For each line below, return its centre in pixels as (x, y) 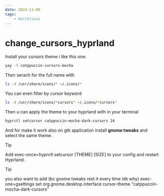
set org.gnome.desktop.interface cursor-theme (83, 184)
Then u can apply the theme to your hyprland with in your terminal (72, 112)
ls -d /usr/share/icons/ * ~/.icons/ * (44, 84)
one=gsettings (20, 184)
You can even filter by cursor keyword (44, 93)
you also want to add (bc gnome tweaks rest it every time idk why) (72, 179)
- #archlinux (27, 19)
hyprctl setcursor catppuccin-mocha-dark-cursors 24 (60, 121)
